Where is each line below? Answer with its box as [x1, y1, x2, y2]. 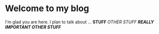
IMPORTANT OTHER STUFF [5, 24, 62, 30]
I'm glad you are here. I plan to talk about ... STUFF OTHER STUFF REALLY [5, 19, 154, 25]
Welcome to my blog [5, 3, 89, 14]
